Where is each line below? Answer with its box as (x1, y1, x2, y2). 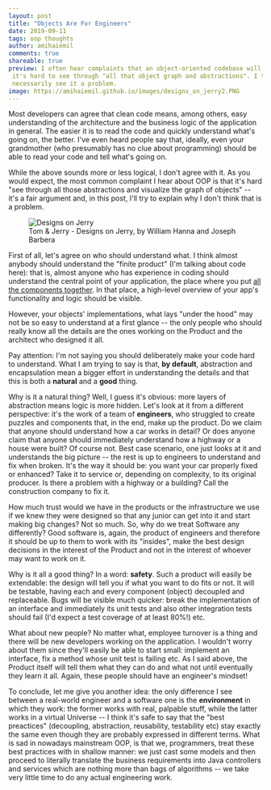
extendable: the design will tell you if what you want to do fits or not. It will (8, 578, 255, 588)
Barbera (28, 235, 56, 245)
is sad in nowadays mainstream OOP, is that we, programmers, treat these (8, 738, 255, 748)
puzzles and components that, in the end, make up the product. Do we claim (8, 418, 262, 428)
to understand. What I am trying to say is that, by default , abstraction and (8, 359, 252, 369)
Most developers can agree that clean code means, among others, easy (8, 109, 248, 119)
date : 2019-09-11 (8, 27, 67, 35)
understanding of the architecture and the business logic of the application (8, 118, 257, 128)
